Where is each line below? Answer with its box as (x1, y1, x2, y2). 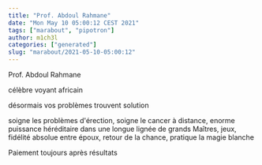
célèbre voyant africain (8, 85, 84, 95)
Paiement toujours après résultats (8, 148, 118, 157)
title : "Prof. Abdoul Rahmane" (8, 11, 111, 20)
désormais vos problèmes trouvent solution (8, 100, 149, 110)
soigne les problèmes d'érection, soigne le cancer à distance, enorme (8, 116, 235, 125)
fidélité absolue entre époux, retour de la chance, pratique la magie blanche (8, 133, 255, 142)
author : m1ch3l (8, 33, 58, 42)
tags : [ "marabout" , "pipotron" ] (8, 26, 114, 34)
